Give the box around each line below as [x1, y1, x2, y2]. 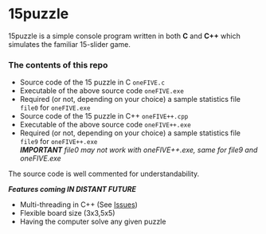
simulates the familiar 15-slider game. [8, 39, 131, 49]
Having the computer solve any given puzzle [19, 216, 166, 227]
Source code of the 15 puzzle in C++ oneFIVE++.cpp [19, 111, 189, 121]
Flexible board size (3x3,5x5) [19, 209, 115, 218]
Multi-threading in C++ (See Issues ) [19, 200, 138, 209]
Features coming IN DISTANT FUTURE [8, 185, 137, 194]
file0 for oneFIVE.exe [19, 103, 91, 112]
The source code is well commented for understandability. [8, 169, 200, 179]
